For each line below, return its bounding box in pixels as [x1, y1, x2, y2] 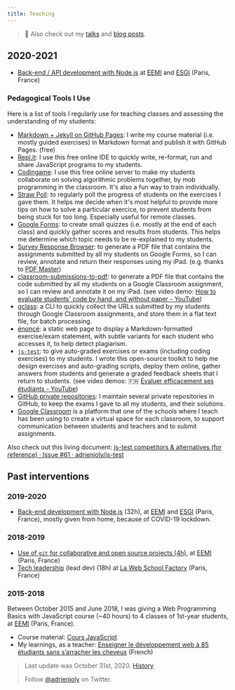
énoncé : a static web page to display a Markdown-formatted [17, 324, 193, 333]
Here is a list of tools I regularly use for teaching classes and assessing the [7, 110, 224, 118]
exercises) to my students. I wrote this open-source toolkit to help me [17, 354, 219, 362]
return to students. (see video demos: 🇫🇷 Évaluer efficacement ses [17, 376, 214, 385]
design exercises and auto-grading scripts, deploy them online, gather [17, 361, 221, 370]
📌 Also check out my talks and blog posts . [24, 29, 146, 38]
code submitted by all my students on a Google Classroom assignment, [17, 279, 224, 288]
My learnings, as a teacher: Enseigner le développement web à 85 [17, 640, 209, 649]
